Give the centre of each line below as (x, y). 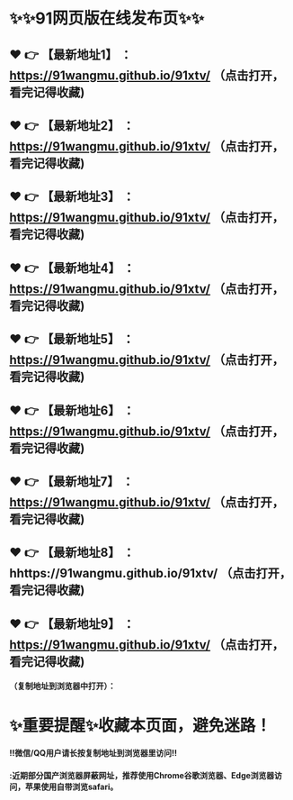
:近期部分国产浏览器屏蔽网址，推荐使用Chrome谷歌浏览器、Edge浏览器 (142, 775)
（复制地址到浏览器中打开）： (62, 686)
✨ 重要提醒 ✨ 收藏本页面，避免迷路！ (141, 726)
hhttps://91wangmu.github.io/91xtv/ (114, 573)
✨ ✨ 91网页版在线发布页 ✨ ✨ (107, 18)
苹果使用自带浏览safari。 (71, 786)
